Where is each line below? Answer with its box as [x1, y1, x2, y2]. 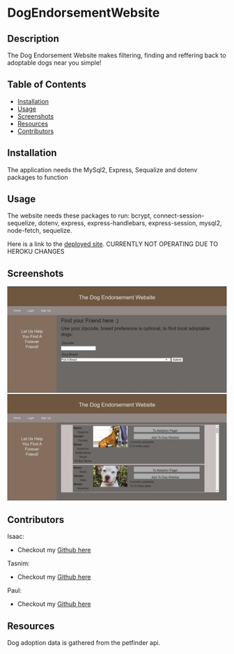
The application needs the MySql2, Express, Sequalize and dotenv [7, 165, 198, 174]
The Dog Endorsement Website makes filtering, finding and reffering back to [7, 51, 226, 59]
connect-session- [153, 211, 205, 220]
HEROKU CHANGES [7, 248, 65, 256]
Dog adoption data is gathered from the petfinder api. [7, 639, 161, 647]
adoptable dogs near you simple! [7, 59, 102, 67]
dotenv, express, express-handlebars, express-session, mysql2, [38, 219, 222, 227]
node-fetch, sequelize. [7, 227, 72, 235]
